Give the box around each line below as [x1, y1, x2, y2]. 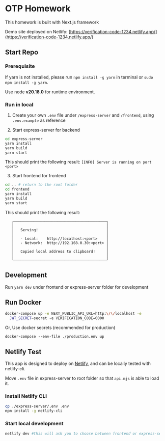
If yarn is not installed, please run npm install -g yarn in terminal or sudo [5, 74, 153, 80]
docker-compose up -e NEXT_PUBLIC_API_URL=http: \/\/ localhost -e [5, 311, 141, 316]
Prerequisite [5, 63, 35, 70]
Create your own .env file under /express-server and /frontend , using [12, 112, 154, 118]
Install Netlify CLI [5, 392, 47, 399]
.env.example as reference [12, 117, 66, 123]
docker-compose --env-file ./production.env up [5, 334, 105, 339]
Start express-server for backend [12, 127, 80, 133]
